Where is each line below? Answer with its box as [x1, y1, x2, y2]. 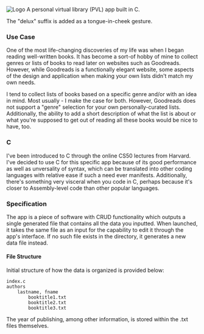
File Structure [6, 253, 41, 260]
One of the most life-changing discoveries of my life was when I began [6, 46, 184, 54]
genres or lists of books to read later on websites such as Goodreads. [6, 60, 181, 67]
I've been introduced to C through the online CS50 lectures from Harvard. [6, 152, 191, 159]
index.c [6, 279, 26, 285]
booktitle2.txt [28, 300, 67, 306]
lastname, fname [17, 289, 59, 295]
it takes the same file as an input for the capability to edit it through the [6, 226, 184, 234]
